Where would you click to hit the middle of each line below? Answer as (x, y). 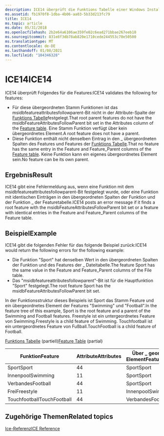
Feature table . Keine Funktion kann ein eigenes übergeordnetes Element (84, 154)
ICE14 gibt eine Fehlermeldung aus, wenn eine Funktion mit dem (70, 187)
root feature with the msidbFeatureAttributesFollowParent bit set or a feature (82, 207)
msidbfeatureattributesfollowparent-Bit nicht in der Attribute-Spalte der (84, 113)
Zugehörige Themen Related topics (59, 417)
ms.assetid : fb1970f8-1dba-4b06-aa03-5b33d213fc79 (58, 14)
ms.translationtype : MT (29, 42)
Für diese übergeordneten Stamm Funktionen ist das (65, 108)
